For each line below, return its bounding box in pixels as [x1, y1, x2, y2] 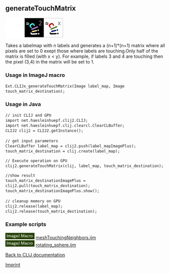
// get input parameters [5, 138, 58, 144]
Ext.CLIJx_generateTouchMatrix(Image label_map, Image [5, 84, 125, 89]
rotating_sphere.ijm [35, 242, 76, 248]
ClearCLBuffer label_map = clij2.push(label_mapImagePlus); [5, 143, 137, 149]
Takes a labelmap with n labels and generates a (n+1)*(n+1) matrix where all [5, 42, 165, 48]
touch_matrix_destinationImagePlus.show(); [5, 188, 100, 194]
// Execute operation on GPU [5, 158, 68, 163]
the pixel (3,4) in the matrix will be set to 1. [5, 58, 95, 65]
